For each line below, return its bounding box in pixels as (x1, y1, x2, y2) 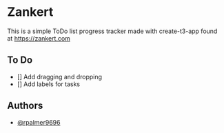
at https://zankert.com (7, 34, 71, 42)
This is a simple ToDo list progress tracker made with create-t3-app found (7, 27, 218, 35)
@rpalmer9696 (17, 118, 61, 126)
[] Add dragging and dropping (17, 72, 102, 81)
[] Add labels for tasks (17, 80, 81, 88)
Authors (7, 100, 43, 112)
